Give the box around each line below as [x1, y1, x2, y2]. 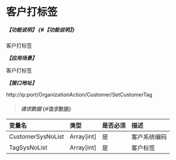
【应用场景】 [6, 55, 37, 62]
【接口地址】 [6, 80, 37, 87]
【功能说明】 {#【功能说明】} [6, 26, 75, 33]
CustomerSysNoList [9, 132, 65, 141]
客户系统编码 [131, 133, 167, 141]
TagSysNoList [9, 144, 48, 152]
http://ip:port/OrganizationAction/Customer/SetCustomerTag [6, 91, 153, 98]
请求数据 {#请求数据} [20, 105, 72, 112]
